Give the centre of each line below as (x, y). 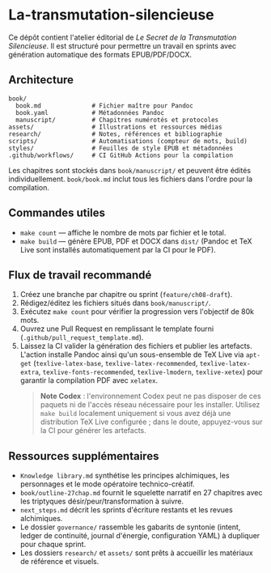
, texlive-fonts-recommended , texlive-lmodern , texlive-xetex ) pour (150, 372)
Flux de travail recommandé (80, 275)
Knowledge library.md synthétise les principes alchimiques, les (125, 476)
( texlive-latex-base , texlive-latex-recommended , (116, 363)
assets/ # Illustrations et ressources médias (115, 127)
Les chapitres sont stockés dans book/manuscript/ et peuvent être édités (130, 170)
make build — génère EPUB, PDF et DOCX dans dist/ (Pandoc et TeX (136, 241)
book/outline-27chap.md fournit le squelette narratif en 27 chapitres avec (141, 493)
